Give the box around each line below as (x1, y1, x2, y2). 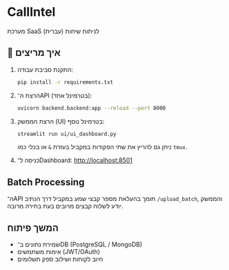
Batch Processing (7, 176, 85, 188)
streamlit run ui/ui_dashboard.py (17, 131, 117, 137)
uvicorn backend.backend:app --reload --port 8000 (17, 104, 166, 111)
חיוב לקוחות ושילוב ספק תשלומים (17, 255, 103, 263)
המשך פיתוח (7, 222, 59, 233)
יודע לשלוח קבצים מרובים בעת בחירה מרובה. (7, 202, 123, 211)
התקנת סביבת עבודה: (17, 65, 74, 73)
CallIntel (7, 4, 56, 20)
